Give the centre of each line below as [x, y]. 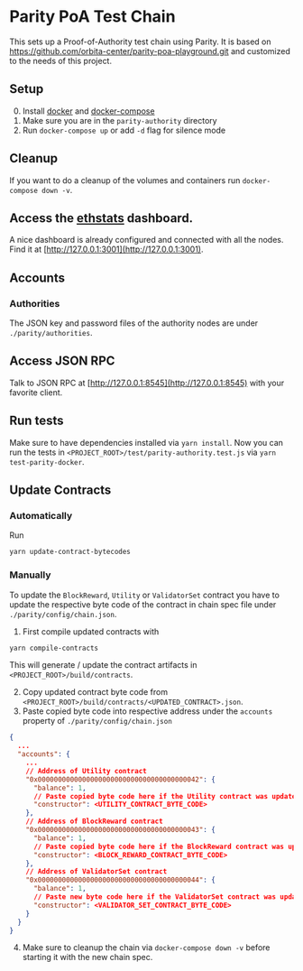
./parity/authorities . [51, 333]
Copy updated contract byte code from [95, 692]
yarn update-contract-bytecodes [70, 552]
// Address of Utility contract [86, 771]
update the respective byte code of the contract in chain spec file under [143, 604]
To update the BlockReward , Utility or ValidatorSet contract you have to [144, 595]
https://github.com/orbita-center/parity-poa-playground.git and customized [150, 51]
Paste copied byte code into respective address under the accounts [147, 711]
